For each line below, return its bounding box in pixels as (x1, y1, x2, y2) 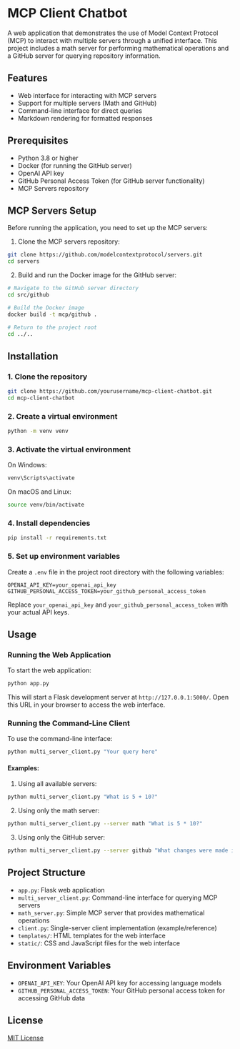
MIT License (7, 1033, 44, 1042)
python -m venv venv (7, 427, 69, 435)
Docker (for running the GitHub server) (17, 161, 132, 169)
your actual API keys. (7, 607, 70, 616)
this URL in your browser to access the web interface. (7, 700, 166, 709)
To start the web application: (7, 666, 91, 675)
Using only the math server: (17, 806, 100, 815)
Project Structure (7, 867, 86, 879)
